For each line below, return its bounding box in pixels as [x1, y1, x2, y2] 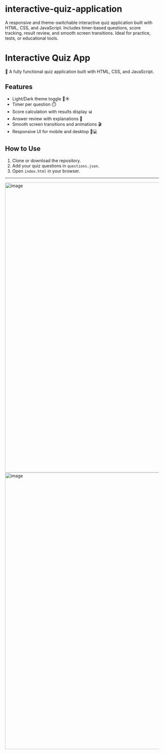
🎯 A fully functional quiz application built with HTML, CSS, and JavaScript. [5, 69, 154, 74]
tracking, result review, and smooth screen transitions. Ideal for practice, [5, 30, 151, 36]
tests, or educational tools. [5, 35, 59, 41]
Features [5, 83, 33, 91]
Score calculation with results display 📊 [12, 109, 93, 115]
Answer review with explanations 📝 [12, 116, 83, 121]
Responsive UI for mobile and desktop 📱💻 [12, 128, 98, 134]
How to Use [5, 144, 41, 153]
